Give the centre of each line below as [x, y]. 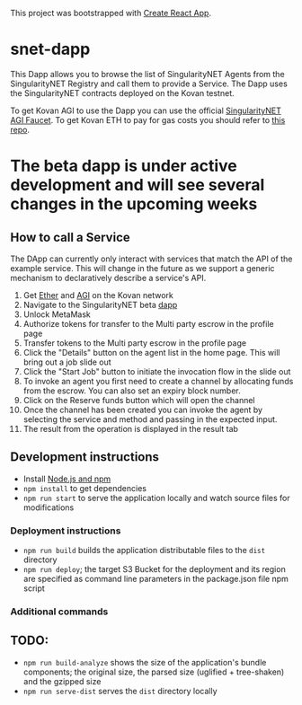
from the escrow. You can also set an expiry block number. [132, 391]
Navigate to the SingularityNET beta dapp [100, 304]
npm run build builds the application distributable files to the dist [144, 551]
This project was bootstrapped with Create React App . [111, 13]
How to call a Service [71, 237]
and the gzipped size [62, 681]
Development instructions [85, 457]
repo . [20, 129]
